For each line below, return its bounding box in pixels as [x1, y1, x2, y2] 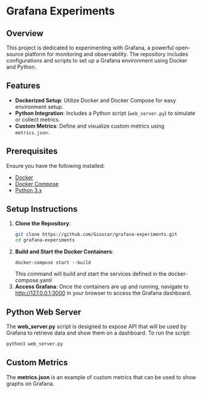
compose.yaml [14, 277, 52, 284]
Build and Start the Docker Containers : [14, 248, 114, 255]
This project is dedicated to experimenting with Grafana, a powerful [6, 44, 174, 51]
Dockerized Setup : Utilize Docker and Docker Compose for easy [14, 96, 176, 104]
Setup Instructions [6, 204, 78, 214]
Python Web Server [6, 307, 81, 317]
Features [6, 81, 40, 91]
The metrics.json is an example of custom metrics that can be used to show [6, 373, 197, 380]
